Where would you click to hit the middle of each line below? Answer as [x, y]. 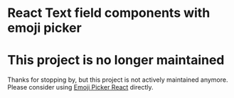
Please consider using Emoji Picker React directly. [81, 87]
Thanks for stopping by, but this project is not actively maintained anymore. [118, 80]
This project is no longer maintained [116, 60]
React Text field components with [109, 13]
